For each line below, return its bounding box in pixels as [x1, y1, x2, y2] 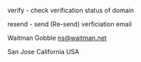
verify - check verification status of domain [7, 6, 135, 14]
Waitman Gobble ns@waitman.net [7, 33, 107, 42]
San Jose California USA [7, 48, 80, 56]
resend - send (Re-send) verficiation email [7, 20, 132, 28]
